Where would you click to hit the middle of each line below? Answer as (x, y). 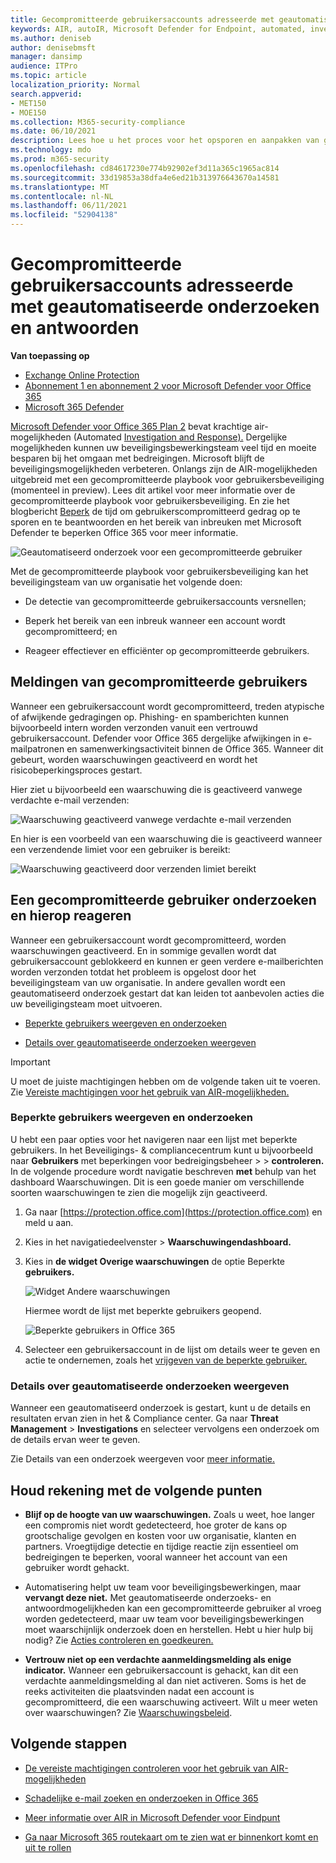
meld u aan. (49, 1222)
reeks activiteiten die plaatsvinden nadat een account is (139, 1691)
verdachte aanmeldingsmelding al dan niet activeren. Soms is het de (165, 1680)
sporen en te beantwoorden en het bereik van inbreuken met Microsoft (156, 522)
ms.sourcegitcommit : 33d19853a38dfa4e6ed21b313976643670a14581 (145, 177)
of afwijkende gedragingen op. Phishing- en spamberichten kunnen (150, 717)
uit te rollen (48, 1847)
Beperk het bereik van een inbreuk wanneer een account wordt (155, 620)
